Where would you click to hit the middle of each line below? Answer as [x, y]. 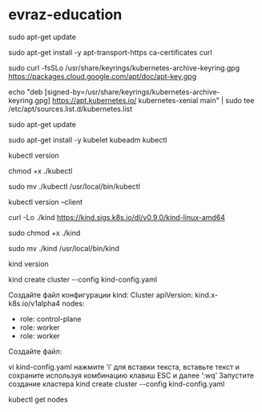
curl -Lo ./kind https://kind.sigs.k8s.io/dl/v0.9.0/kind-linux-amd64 [117, 217]
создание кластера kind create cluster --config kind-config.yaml [117, 384]
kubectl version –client [45, 202]
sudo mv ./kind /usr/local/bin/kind [64, 248]
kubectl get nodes [38, 399]
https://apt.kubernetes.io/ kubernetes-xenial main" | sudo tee [153, 100]
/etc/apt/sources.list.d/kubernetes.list [71, 109]
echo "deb [26, 92]
